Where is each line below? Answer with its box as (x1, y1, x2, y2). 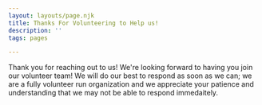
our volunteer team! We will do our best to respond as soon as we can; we (8, 71, 252, 80)
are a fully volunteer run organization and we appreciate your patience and (8, 80, 254, 89)
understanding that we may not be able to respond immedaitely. (8, 88, 218, 98)
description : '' (8, 26, 62, 34)
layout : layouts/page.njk (8, 11, 94, 20)
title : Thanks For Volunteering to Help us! (8, 19, 159, 27)
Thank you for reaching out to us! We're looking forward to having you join (8, 63, 253, 72)
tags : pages (8, 33, 48, 42)
